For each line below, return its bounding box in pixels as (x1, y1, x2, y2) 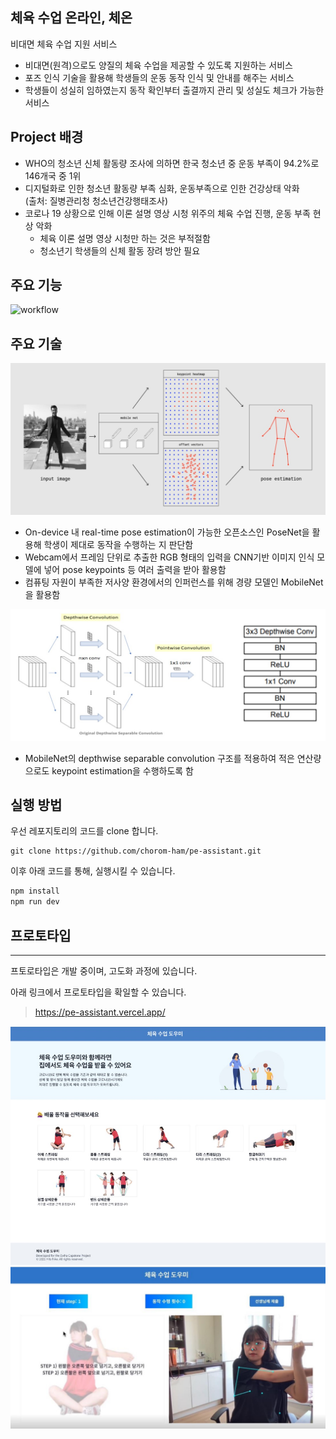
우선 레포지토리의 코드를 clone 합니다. (10, 825, 159, 837)
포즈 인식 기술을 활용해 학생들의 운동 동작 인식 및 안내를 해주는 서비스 (24, 71, 295, 83)
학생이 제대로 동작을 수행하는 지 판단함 (43, 538, 194, 550)
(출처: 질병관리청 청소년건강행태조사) (24, 194, 168, 207)
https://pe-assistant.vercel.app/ (34, 1006, 166, 1018)
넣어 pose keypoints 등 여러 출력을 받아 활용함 (43, 563, 227, 575)
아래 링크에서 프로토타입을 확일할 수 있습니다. (10, 986, 187, 998)
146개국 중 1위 (24, 169, 82, 182)
